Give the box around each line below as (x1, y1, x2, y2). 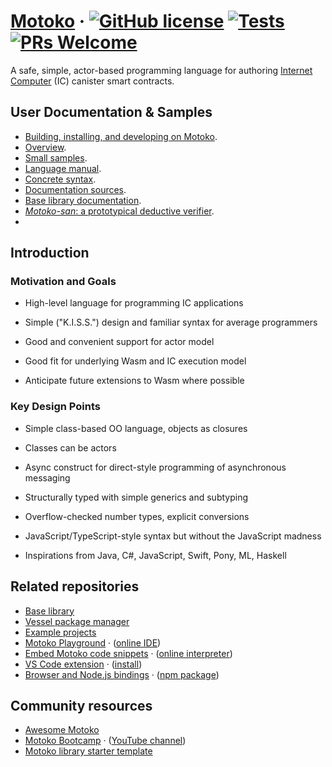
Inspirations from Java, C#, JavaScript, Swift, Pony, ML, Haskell (24, 549, 287, 561)
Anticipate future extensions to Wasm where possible (24, 375, 245, 387)
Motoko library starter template (24, 745, 153, 757)
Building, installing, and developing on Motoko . (24, 130, 218, 142)
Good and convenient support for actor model (24, 336, 215, 348)
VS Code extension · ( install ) (24, 658, 143, 670)
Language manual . (24, 162, 102, 174)
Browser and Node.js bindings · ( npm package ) (24, 668, 220, 680)
